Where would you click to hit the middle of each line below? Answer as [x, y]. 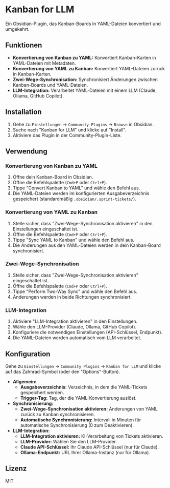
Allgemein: [25, 381]
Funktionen [24, 45]
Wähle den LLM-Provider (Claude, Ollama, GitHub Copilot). [75, 327]
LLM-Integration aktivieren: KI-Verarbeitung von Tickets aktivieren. [92, 436]
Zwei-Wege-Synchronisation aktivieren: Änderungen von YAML [89, 408]
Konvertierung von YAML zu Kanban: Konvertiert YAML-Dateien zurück [89, 68]
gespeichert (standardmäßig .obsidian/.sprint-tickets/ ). [74, 199]
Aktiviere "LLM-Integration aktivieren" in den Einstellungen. [75, 321]
